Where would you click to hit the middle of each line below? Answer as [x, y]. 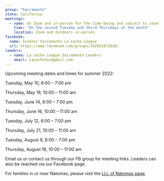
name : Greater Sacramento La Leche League [53, 42]
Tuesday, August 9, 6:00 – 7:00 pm [40, 140]
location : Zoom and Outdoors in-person [54, 32]
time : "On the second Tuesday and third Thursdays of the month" [82, 28]
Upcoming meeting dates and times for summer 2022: [60, 73]
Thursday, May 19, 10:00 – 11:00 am [41, 92]
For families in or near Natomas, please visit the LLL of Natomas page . [76, 174]
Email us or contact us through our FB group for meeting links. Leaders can [81, 159]
